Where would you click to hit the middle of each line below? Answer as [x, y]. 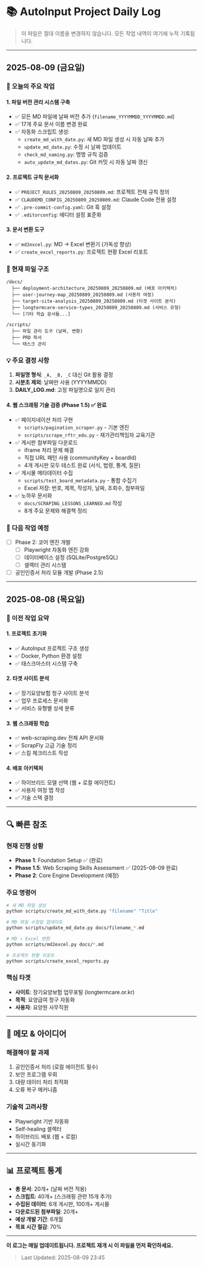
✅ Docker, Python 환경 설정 [48, 656]
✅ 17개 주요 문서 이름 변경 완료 [51, 124]
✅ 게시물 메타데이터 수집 [44, 472]
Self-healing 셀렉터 [38, 1129]
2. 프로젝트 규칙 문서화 [33, 177]
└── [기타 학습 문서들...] [41, 314]
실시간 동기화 [31, 1144]
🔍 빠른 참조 [27, 825]
